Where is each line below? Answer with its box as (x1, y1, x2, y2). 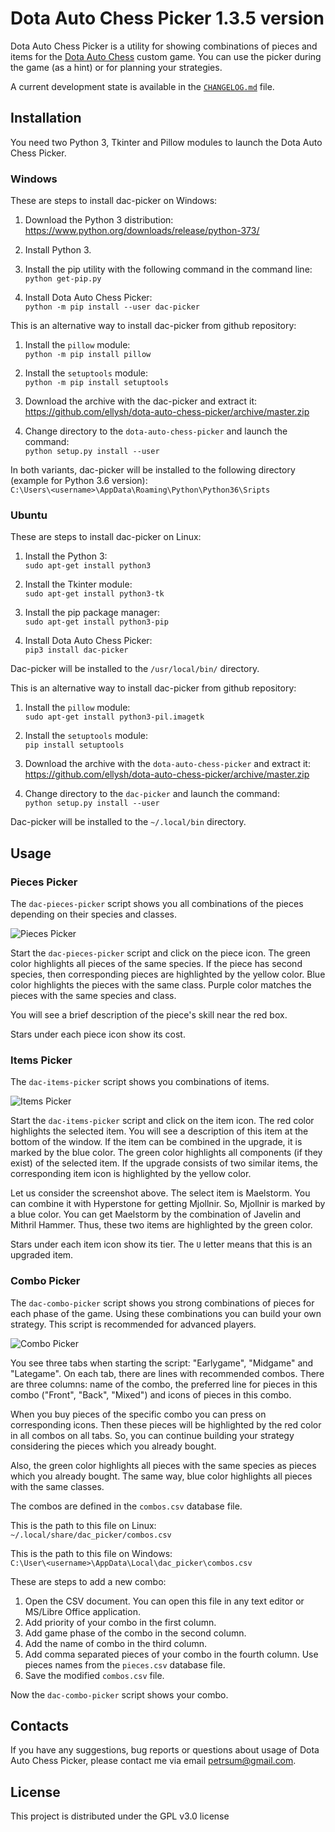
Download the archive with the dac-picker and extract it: (24, 395, 258, 407)
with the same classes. (10, 1480, 105, 1492)
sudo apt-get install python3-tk (24, 589, 165, 599)
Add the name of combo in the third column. (24, 1637, 208, 1649)
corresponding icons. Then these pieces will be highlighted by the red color (10, 1418, 322, 1431)
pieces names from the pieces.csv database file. (24, 1658, 226, 1671)
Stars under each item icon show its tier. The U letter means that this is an (10, 1238, 313, 1251)
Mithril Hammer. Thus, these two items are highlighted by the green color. (10, 1219, 313, 1231)
